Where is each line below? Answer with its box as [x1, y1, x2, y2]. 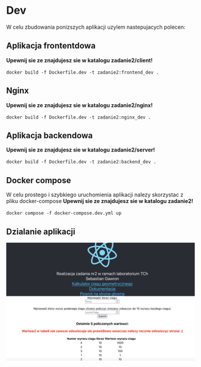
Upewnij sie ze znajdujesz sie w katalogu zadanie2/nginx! [6, 101, 153, 108]
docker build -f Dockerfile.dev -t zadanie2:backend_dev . [6, 159, 157, 165]
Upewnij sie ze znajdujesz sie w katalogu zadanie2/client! [6, 56, 153, 63]
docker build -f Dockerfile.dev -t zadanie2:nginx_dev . [6, 114, 151, 120]
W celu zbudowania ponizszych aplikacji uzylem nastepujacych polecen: [6, 23, 185, 31]
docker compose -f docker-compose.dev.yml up [6, 210, 121, 216]
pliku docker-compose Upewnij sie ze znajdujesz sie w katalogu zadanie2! [6, 198, 193, 205]
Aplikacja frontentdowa [6, 41, 96, 51]
